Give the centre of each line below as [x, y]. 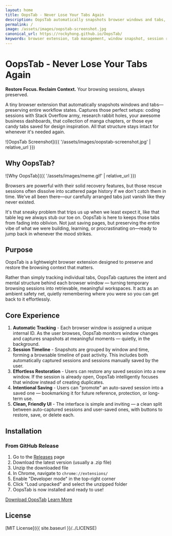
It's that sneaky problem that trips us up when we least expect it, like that [82, 212]
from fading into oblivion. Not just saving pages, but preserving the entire [83, 223]
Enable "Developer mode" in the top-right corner [64, 479]
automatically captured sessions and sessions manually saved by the [85, 361]
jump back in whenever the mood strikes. [49, 233]
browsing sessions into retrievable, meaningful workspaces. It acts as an [82, 288]
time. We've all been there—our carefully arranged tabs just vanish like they [85, 196]
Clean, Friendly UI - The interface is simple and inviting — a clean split [87, 404]
